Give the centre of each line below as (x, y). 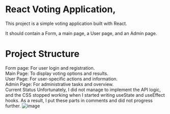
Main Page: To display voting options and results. (57, 73)
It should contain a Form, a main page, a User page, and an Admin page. (81, 33)
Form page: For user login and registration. (50, 68)
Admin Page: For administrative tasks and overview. (59, 84)
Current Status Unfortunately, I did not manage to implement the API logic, (83, 90)
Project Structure (42, 54)
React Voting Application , (61, 9)
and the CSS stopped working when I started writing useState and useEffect (85, 95)
